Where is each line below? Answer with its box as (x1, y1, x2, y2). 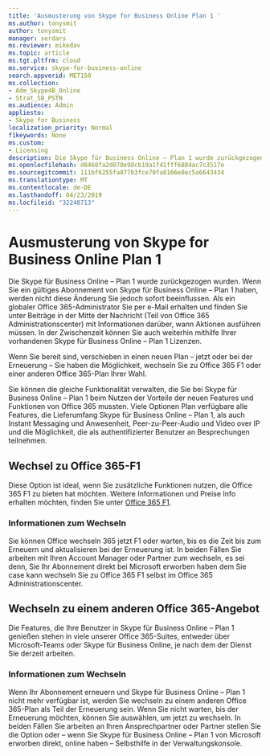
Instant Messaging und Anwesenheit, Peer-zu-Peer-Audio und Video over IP (8, 419, 260, 428)
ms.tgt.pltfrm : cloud (8, 57, 81, 65)
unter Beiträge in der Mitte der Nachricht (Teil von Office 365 (8, 311, 211, 321)
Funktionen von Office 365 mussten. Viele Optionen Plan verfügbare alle (8, 402, 248, 411)
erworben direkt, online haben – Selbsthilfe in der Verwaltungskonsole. (8, 738, 243, 748)
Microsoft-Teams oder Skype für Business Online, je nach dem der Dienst (8, 640, 252, 650)
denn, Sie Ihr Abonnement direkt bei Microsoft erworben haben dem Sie (8, 562, 247, 571)
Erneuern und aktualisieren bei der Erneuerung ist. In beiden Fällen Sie (8, 544, 242, 554)
